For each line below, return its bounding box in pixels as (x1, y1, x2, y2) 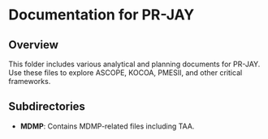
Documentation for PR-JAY (8, 6, 195, 24)
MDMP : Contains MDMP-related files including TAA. (19, 121, 195, 131)
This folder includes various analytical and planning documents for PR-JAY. (8, 59, 261, 69)
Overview (8, 38, 59, 52)
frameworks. (8, 77, 51, 86)
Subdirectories (8, 99, 85, 114)
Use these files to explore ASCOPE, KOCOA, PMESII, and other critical (8, 68, 243, 78)
